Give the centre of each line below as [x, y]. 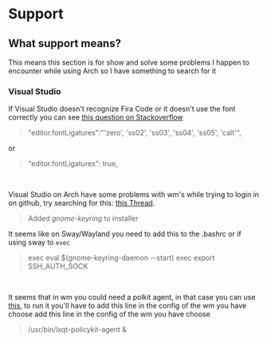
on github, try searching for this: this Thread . [82, 203]
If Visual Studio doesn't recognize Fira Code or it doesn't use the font [122, 109]
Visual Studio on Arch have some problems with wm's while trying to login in [134, 195]
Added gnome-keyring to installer [83, 218]
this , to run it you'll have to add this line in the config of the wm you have [128, 306]
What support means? [65, 43]
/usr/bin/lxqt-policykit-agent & [77, 330]
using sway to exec [39, 242]
